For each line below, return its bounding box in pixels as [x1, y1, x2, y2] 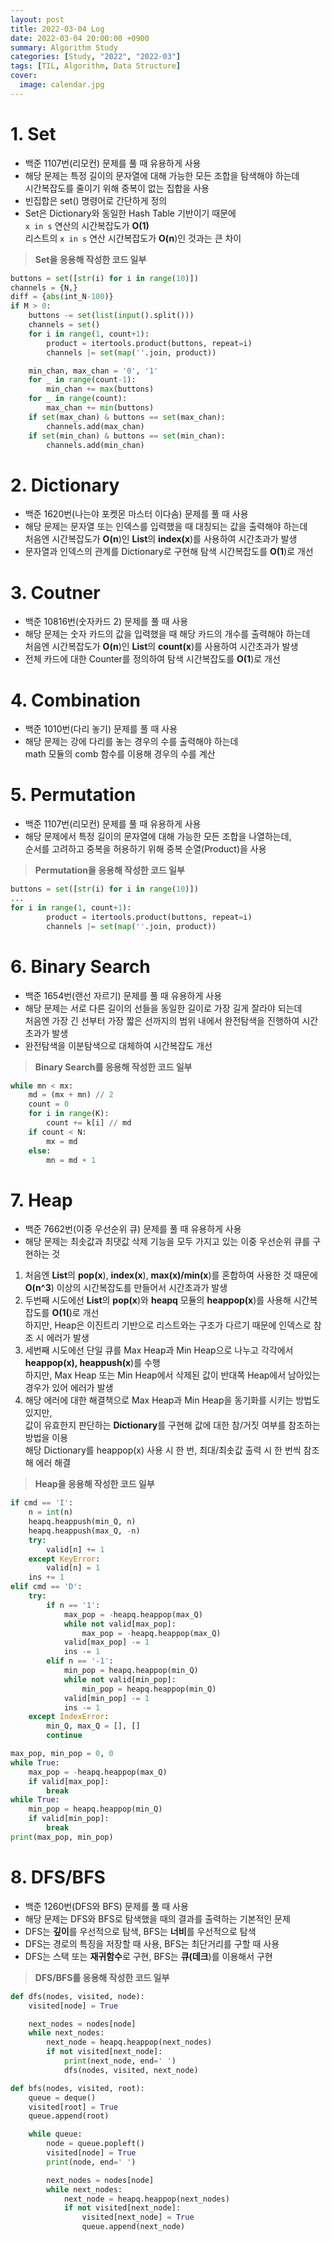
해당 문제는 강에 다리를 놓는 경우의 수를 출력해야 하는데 [24, 736, 239, 748]
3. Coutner [10, 581, 101, 604]
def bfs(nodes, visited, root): [10, 2083, 145, 2093]
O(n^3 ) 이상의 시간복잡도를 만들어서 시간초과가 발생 [24, 1282, 228, 1294]
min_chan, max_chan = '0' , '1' [28, 366, 159, 376]
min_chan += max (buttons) [46, 384, 155, 395]
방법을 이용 [24, 1432, 69, 1444]
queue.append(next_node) [81, 2222, 186, 2232]
